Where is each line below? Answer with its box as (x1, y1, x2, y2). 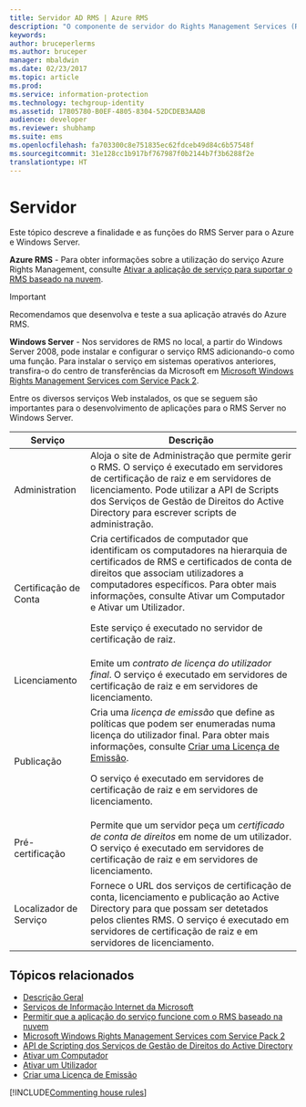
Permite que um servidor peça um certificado (89, 819, 285, 831)
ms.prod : (9, 81, 43, 90)
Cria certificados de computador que (89, 533, 249, 546)
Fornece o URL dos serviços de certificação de (89, 880, 291, 893)
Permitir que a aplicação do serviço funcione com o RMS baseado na (22, 1011, 283, 1022)
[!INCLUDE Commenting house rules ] (9, 1087, 148, 1098)
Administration (14, 484, 76, 496)
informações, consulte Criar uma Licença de (89, 740, 280, 753)
